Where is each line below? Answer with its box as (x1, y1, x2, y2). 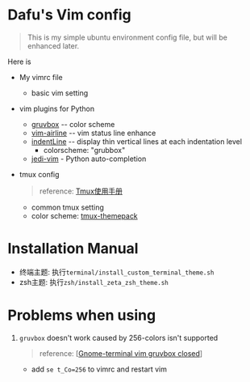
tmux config (19, 169, 60, 179)
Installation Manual (7, 240, 139, 258)
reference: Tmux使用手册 (39, 186, 123, 196)
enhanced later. (27, 40, 80, 50)
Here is (7, 57, 31, 66)
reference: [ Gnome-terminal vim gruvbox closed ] (39, 348, 203, 358)
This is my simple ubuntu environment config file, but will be (27, 32, 227, 42)
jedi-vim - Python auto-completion (31, 154, 147, 163)
